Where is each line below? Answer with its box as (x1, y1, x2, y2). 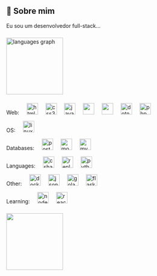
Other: (6, 180, 22, 187)
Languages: (6, 162, 36, 169)
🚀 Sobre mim (6, 6, 56, 16)
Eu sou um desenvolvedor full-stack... (6, 22, 101, 29)
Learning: (6, 197, 30, 205)
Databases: (6, 144, 35, 151)
